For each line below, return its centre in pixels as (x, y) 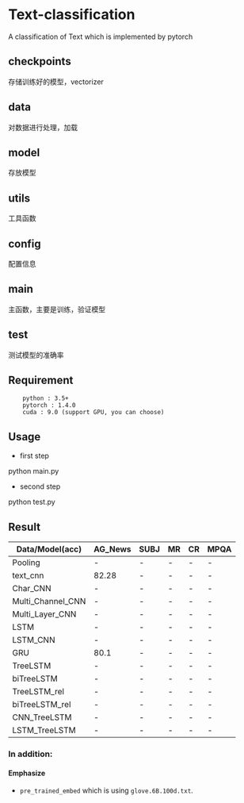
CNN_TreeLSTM (42, 717)
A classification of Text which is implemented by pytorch (101, 36)
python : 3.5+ (46, 398)
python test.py (32, 502)
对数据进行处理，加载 (43, 127)
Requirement (41, 380)
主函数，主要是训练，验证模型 (57, 309)
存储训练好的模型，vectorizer (56, 82)
